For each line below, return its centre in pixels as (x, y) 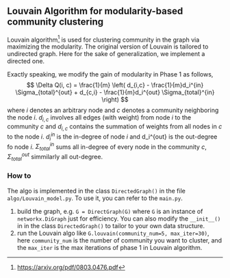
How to (19, 176)
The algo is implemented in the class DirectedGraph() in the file (97, 191)
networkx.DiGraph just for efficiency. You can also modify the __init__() (119, 219)
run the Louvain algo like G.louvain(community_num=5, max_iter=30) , (113, 233)
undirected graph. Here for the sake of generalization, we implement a (106, 54)
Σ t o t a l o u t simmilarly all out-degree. (55, 157)
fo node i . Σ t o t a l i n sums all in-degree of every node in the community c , (107, 147)
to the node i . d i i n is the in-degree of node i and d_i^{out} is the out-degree (112, 137)
